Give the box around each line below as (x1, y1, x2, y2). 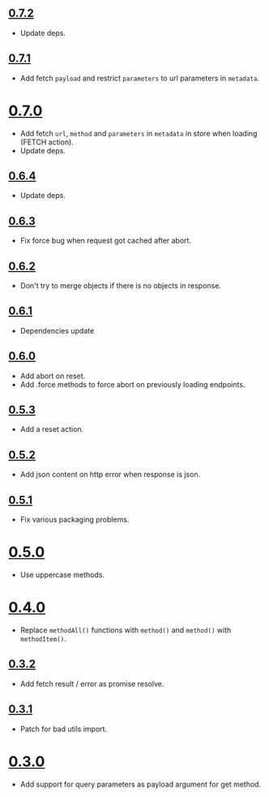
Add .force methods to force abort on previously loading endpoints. (19, 379, 246, 389)
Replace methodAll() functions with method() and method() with (19, 625, 232, 635)
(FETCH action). (19, 137, 75, 147)
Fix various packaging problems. (19, 515, 130, 524)
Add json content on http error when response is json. (19, 470, 201, 480)
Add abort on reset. (19, 371, 86, 381)
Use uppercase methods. (19, 570, 105, 579)
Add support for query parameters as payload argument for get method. (19, 779, 262, 789)
